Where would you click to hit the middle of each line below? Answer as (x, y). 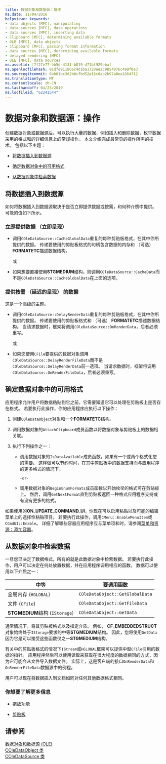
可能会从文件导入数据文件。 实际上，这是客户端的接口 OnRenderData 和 (84, 661)
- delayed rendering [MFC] (33, 56)
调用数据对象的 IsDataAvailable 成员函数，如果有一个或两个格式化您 (88, 456)
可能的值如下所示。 (25, 213)
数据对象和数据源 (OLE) (29, 744)
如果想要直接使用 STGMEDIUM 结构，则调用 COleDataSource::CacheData (84, 272)
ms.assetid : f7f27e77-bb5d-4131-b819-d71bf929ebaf (58, 65)
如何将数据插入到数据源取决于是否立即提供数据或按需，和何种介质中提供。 (81, 207)
